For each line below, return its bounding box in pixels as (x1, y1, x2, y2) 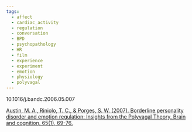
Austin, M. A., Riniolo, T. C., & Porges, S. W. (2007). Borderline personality (6, 107, 184, 114)
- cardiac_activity (11, 19, 59, 25)
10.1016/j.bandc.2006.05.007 (6, 96, 75, 103)
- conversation (11, 31, 49, 36)
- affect (11, 14, 33, 20)
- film (11, 52, 28, 58)
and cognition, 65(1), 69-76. (6, 120, 73, 126)
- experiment (11, 63, 43, 69)
